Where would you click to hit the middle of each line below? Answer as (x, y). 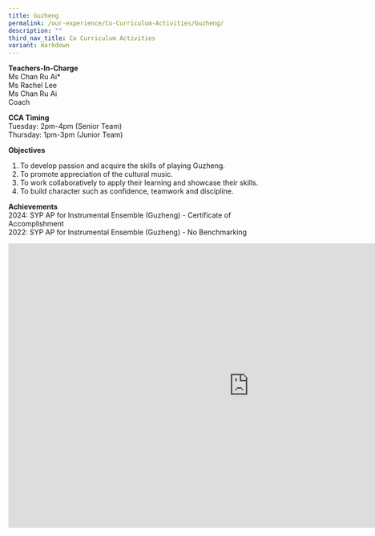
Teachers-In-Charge (43, 68)
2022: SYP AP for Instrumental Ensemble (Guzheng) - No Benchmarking (127, 232)
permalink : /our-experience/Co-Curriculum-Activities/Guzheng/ (116, 23)
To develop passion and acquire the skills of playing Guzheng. (123, 166)
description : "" (35, 30)
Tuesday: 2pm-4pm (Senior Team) (65, 126)
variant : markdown (39, 46)
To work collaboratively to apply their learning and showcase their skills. (139, 183)
